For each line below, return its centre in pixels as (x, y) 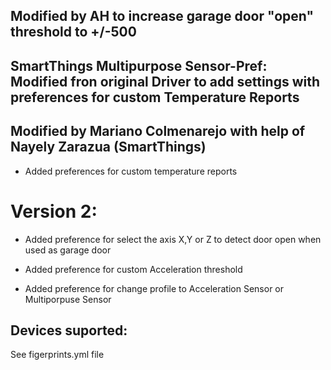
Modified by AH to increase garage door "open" (162, 16)
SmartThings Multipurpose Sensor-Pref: (139, 65)
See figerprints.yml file (57, 355)
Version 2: (54, 211)
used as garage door (68, 250)
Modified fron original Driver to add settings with (165, 81)
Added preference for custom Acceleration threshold (133, 269)
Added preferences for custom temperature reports (131, 171)
